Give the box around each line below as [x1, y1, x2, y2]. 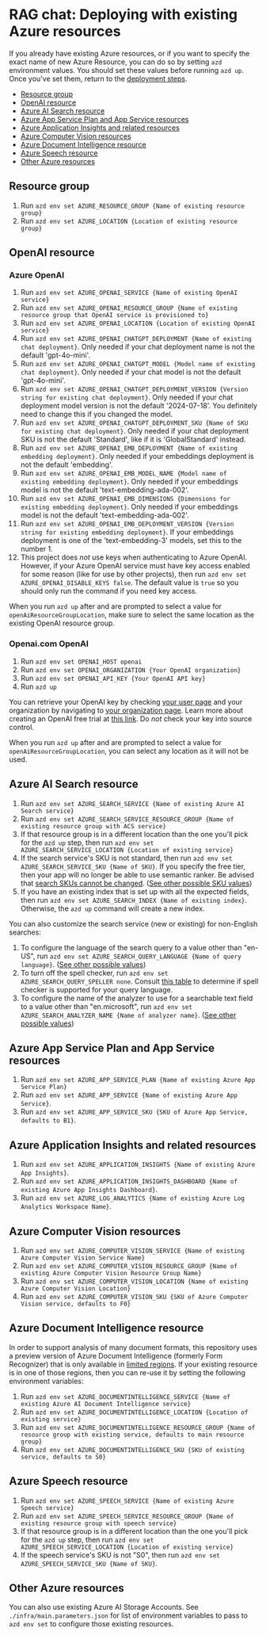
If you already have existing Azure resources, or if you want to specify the [9, 48, 250, 58]
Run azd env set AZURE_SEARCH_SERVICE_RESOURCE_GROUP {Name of [20, 814, 234, 824]
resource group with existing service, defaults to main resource [20, 1431, 245, 1439]
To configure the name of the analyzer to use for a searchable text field [20, 993, 253, 1003]
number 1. [20, 545, 54, 554]
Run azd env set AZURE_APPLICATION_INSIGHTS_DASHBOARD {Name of [20, 1176, 238, 1186]
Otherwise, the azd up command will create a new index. [20, 904, 205, 913]
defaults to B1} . [20, 1115, 77, 1125]
